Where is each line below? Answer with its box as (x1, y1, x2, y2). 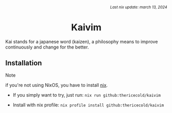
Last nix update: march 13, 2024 (110, 5, 167, 10)
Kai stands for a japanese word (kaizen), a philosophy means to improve (5, 38, 158, 44)
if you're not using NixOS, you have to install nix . (5, 82, 108, 88)
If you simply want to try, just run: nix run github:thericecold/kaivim (12, 92, 161, 98)
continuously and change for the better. (5, 44, 89, 50)
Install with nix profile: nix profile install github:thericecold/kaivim (12, 102, 164, 108)
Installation (5, 58, 42, 67)
